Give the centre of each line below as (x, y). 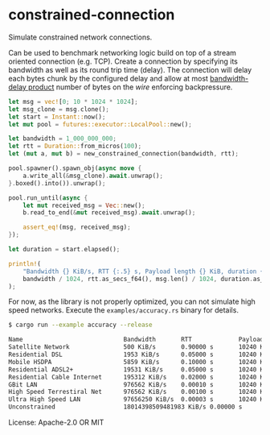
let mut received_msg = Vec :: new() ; (84, 205)
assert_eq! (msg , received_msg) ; (77, 227)
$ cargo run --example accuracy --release (80, 325)
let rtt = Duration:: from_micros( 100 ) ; (75, 147)
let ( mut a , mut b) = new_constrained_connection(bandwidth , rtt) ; (124, 154)
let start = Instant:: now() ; (57, 117)
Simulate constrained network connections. (80, 37)
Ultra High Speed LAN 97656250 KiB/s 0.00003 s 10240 (133, 400)
